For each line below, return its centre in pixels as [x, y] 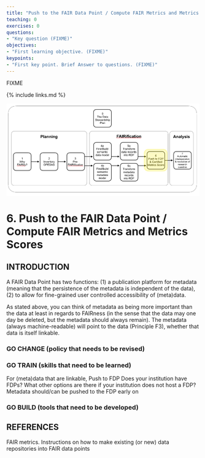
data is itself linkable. [33, 333]
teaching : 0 [21, 19]
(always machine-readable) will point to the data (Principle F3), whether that [103, 326]
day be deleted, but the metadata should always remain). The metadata [97, 319]
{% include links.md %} [36, 94]
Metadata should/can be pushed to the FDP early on [73, 391]
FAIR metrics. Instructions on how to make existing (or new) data [88, 442]
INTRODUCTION [38, 267]
